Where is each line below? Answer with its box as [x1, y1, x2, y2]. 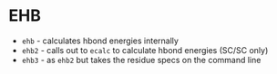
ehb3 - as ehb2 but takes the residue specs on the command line [21, 54, 262, 65]
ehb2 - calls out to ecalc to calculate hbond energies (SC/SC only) [21, 44, 269, 55]
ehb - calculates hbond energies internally [21, 35, 180, 46]
